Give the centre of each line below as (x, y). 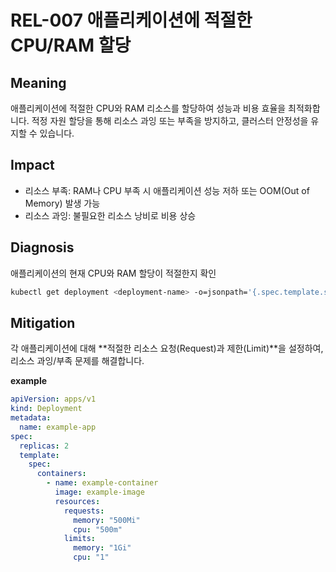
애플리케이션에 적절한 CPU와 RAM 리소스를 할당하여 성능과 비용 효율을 (148, 108)
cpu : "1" (91, 557)
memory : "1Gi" (102, 548)
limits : (80, 539)
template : (39, 455)
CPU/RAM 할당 (71, 45)
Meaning (38, 82)
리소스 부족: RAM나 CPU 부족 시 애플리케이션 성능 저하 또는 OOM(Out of (167, 190)
